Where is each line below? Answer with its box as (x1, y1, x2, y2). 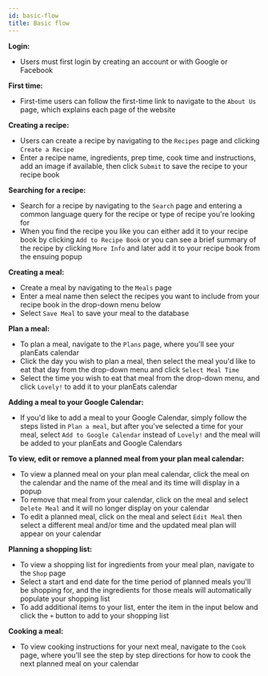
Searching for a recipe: (8, 185, 86, 194)
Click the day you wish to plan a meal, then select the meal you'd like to (19, 356, 256, 366)
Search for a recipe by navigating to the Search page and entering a (19, 201, 242, 210)
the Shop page (19, 568, 66, 578)
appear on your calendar (19, 529, 102, 538)
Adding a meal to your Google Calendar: (8, 397, 144, 406)
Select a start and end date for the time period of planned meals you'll (19, 577, 251, 586)
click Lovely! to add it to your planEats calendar (19, 382, 178, 391)
